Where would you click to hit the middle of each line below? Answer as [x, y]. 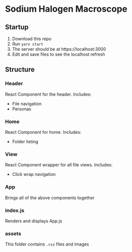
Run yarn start [28, 44]
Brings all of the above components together [50, 198]
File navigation [27, 104]
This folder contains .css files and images [47, 244]
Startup [17, 27]
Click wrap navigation [34, 174]
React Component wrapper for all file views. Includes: [59, 165]
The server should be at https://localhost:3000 [59, 49]
